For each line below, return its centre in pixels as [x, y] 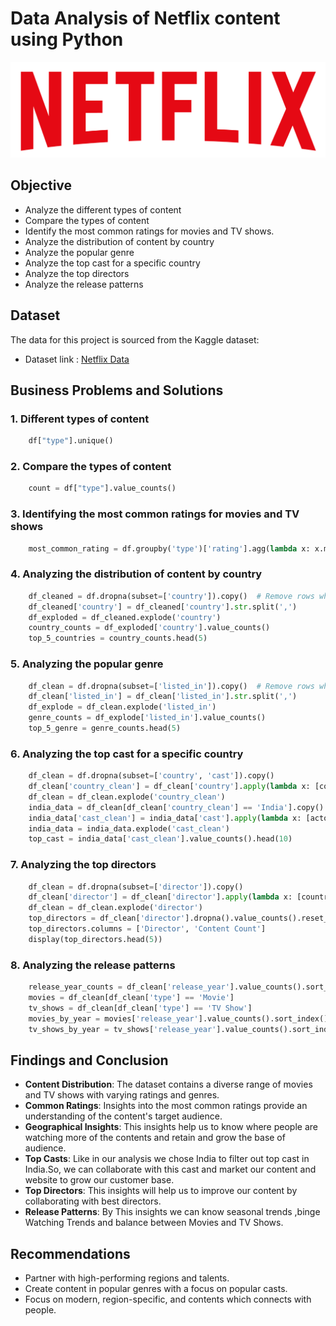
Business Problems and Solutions [117, 390]
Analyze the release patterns [84, 284]
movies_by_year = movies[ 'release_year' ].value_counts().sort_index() [178, 1018]
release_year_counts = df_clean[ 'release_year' [129, 987]
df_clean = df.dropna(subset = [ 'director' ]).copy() [136, 887]
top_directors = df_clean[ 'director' [107, 918]
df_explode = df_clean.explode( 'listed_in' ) [122, 707]
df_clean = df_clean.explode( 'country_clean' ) [127, 797]
